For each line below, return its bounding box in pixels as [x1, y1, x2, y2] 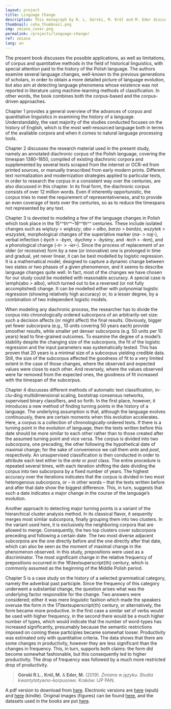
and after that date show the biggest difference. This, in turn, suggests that [5, 484, 163, 491]
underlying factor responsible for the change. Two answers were [5, 591, 141, 597]
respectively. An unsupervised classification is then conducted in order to [5, 452, 160, 458]
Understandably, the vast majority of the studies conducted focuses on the [5, 119, 163, 125]
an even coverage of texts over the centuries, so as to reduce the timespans [5, 199, 165, 205]
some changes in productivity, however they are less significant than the [5, 640, 158, 646]
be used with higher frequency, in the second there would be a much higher [5, 613, 164, 619]
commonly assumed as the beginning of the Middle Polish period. [5, 565, 143, 571]
